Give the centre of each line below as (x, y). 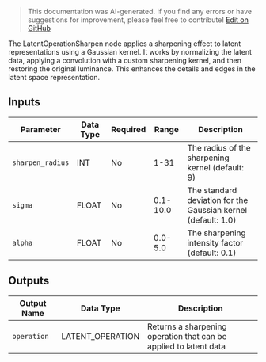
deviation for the (218, 200)
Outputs (29, 281)
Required (128, 129)
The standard (212, 190)
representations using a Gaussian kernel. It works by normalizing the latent (130, 52)
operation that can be (187, 336)
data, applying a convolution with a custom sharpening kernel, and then (125, 60)
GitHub (39, 28)
